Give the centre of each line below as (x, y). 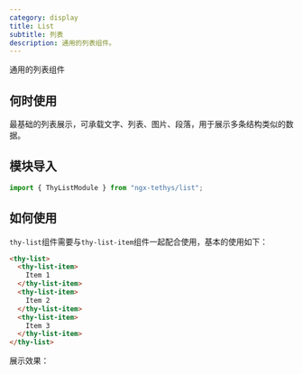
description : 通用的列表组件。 (63, 43)
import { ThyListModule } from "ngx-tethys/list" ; (106, 187)
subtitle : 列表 (37, 34)
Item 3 (38, 325)
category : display (44, 18)
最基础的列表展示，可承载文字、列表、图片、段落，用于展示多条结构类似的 (147, 124)
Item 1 (38, 276)
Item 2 (38, 300)
